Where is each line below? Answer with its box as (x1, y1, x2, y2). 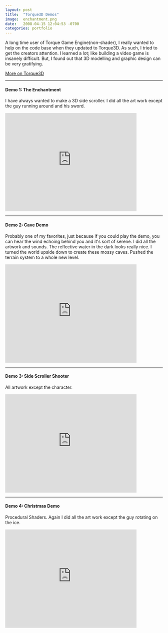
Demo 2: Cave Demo (5, 222, 48, 228)
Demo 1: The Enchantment (5, 86, 61, 92)
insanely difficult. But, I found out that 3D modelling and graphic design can (5, 55, 161, 61)
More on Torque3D (5, 70, 44, 76)
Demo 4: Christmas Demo (5, 503, 60, 509)
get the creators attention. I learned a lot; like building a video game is (5, 50, 149, 56)
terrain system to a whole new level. (5, 254, 79, 260)
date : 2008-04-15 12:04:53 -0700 (5, 21, 79, 26)
